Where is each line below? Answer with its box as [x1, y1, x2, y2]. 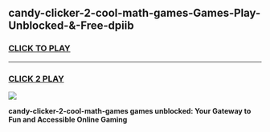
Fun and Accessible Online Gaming [8, 114, 128, 124]
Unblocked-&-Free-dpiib [8, 19, 134, 33]
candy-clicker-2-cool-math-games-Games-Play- [8, 6, 261, 20]
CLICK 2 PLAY [8, 73, 64, 84]
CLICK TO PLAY [8, 43, 71, 54]
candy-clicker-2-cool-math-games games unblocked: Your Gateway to [8, 106, 252, 115]
